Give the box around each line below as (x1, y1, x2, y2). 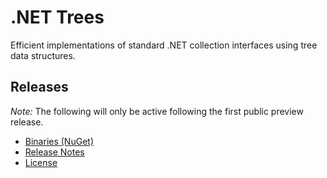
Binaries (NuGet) (24, 135, 94, 147)
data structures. (10, 49, 76, 61)
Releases (10, 79, 69, 96)
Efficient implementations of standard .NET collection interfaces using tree (10, 39, 318, 51)
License (24, 156, 58, 168)
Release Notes (24, 146, 85, 158)
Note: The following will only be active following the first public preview (10, 105, 304, 117)
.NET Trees (10, 6, 105, 29)
